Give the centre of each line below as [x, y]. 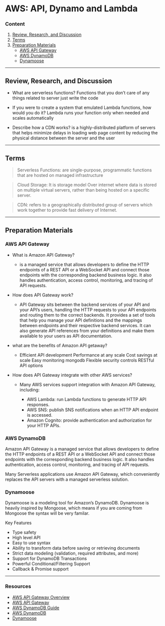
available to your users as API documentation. [66, 336]
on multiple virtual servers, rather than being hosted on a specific [83, 190]
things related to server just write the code [55, 98]
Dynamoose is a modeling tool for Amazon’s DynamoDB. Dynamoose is [77, 503]
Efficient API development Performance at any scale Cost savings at [88, 355]
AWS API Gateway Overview [41, 597]
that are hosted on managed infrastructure [60, 175]
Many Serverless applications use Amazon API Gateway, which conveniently [82, 474]
